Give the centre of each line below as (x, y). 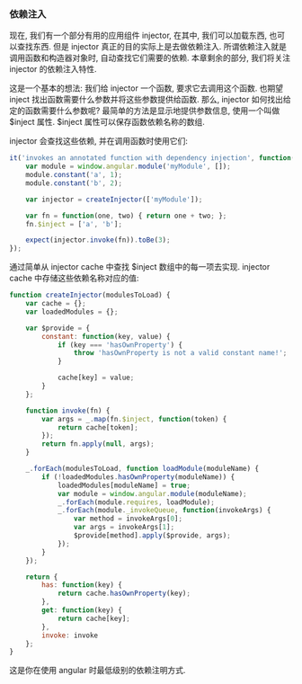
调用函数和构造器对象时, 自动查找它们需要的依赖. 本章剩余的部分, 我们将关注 (150, 58)
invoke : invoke (70, 635)
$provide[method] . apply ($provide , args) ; (152, 536)
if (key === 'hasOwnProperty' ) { (120, 345)
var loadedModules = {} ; (72, 312)
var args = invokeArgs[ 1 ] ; (124, 528)
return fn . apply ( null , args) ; (98, 444)
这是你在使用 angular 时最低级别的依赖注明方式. (98, 671)
